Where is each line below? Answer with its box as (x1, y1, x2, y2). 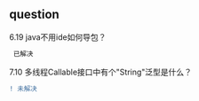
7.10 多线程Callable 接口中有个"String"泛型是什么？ (9, 66, 193, 77)
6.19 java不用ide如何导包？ (9, 31, 107, 43)
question (9, 7, 60, 22)
